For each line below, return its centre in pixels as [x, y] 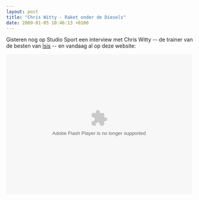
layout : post [22, 12]
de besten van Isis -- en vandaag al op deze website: [71, 46]
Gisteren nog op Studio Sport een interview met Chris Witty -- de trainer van [99, 40]
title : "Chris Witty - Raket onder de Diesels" [66, 17]
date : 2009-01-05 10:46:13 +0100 [48, 23]
